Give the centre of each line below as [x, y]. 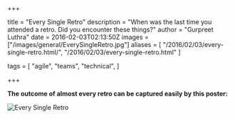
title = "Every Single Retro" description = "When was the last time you [110, 22]
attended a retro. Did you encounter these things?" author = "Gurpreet [110, 30]
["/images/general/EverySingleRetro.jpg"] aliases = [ [84, 45]
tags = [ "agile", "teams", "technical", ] [63, 66]
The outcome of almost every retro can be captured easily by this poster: [117, 94]
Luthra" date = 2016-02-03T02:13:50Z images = [78, 37]
